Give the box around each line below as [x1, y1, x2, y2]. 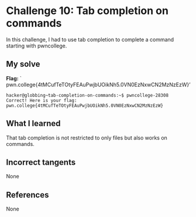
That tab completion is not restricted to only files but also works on [6, 134, 168, 141]
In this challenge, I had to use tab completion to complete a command [6, 36, 174, 43]
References [6, 189, 49, 200]
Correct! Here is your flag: [6, 97, 77, 103]
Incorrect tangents [6, 157, 76, 167]
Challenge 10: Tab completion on [6, 4, 169, 18]
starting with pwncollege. [6, 42, 67, 49]
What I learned [6, 118, 61, 128]
